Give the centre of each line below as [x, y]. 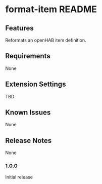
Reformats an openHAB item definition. [46, 40]
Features [19, 28]
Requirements [28, 56]
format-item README [51, 9]
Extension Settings [36, 84]
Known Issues [28, 113]
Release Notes [29, 140]
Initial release [19, 177]
